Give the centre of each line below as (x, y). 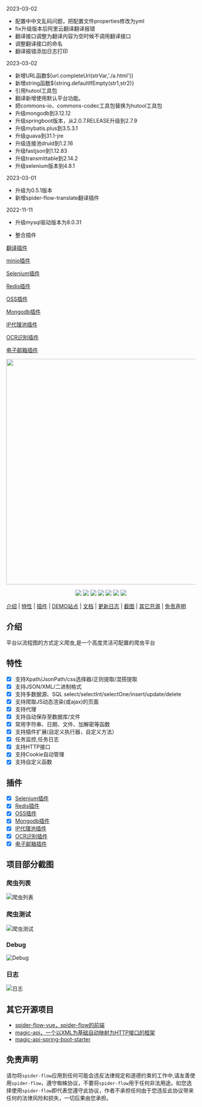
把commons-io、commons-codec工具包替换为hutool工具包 (88, 106)
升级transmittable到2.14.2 (46, 158)
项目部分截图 (30, 865)
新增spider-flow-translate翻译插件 (57, 198)
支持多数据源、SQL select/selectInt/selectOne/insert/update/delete (98, 694)
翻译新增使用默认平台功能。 (49, 98)
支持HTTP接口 (33, 747)
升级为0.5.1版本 (34, 190)
